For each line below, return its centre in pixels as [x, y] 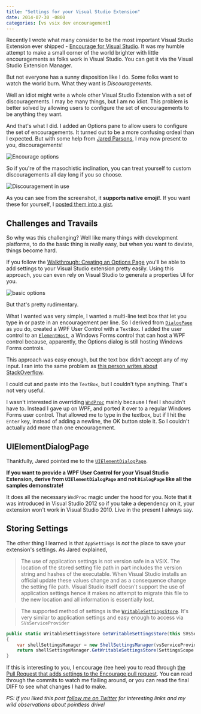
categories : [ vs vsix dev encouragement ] [59, 23]
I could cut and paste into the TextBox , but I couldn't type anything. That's [97, 384]
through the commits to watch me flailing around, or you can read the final [98, 680]
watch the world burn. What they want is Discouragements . [79, 83]
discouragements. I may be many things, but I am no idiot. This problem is [97, 101]
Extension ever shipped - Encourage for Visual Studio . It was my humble [95, 46]
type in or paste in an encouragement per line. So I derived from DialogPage [99, 322]
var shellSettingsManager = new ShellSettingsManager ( [87, 645]
